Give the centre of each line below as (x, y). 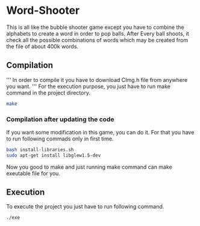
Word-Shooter (43, 11)
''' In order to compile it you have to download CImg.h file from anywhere (97, 80)
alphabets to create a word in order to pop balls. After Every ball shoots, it (98, 33)
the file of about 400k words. (42, 46)
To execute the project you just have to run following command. (85, 207)
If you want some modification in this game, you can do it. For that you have (100, 132)
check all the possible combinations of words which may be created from (97, 40)
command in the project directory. (48, 93)
